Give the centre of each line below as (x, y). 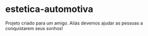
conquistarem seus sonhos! (34, 28)
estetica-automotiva (49, 9)
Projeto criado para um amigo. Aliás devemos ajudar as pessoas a (74, 23)
